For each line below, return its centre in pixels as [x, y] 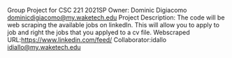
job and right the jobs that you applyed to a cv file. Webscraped [99, 32]
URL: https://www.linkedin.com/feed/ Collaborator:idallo [87, 40]
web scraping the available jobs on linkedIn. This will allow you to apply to [114, 25]
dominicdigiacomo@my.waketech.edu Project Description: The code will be [116, 17]
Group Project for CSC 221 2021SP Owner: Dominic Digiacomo [97, 10]
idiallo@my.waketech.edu [44, 47]
